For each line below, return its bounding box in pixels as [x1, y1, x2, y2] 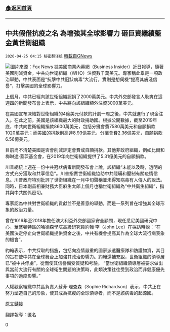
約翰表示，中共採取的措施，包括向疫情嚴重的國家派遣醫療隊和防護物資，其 [5, 248, 160, 254]
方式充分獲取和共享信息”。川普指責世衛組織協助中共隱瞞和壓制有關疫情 [5, 170, 154, 176]
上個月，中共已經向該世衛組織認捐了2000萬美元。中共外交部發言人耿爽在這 [5, 94, 163, 100]
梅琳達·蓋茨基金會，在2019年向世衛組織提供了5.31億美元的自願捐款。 [5, 154, 149, 160]
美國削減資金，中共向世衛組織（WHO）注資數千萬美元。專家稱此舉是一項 [5, 70, 158, 76]
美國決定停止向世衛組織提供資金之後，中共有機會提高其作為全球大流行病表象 [5, 230, 165, 236]
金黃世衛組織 [5, 38, 46, 47]
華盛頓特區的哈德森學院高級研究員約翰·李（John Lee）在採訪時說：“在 [14, 224, 161, 230]
